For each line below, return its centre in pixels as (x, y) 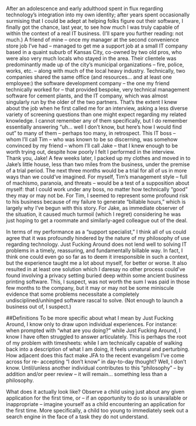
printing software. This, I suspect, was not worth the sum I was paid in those (98, 282)
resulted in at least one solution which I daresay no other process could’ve (96, 269)
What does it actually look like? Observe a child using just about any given (95, 392)
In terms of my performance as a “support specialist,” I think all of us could (96, 232)
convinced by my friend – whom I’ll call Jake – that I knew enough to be (92, 146)
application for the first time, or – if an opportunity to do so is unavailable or (97, 398)
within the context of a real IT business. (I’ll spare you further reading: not (94, 33)
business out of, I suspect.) (39, 307)
